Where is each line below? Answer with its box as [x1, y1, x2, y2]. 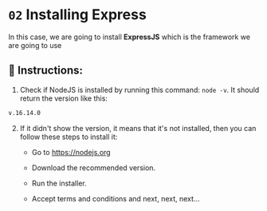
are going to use [8, 40, 62, 50]
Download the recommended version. [31, 162, 156, 173]
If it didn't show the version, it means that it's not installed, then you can [19, 123, 257, 133]
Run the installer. [31, 178, 87, 188]
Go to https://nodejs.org [31, 147, 111, 157]
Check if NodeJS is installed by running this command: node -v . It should [19, 85, 260, 94]
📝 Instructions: [8, 64, 84, 78]
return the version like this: [19, 94, 108, 103]
